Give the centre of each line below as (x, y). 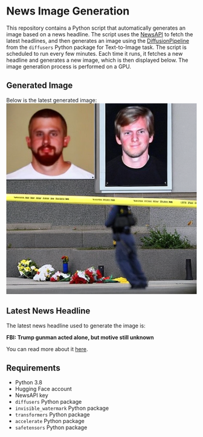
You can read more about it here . (47, 349)
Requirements (33, 368)
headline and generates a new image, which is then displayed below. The (97, 60)
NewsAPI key (31, 395)
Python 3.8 (28, 383)
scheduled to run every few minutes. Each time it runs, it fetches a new (95, 53)
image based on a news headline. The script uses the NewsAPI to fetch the (100, 34)
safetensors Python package (51, 427)
